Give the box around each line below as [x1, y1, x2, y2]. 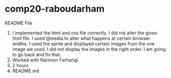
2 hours [12, 62, 29, 68]
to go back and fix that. [12, 51, 61, 58]
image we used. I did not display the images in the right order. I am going [12, 46, 166, 52]
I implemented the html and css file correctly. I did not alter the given [12, 30, 157, 36]
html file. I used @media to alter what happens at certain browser [12, 35, 151, 41]
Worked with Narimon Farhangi [12, 57, 78, 63]
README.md [12, 67, 39, 74]
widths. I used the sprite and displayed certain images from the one [12, 40, 155, 46]
